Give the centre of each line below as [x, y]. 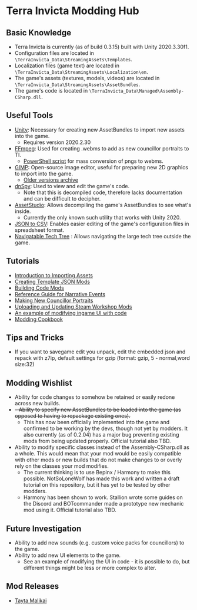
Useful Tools [30, 115]
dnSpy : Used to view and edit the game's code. [72, 186]
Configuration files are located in [54, 53]
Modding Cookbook [39, 319]
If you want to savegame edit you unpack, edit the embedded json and [100, 352]
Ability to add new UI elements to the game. [68, 555]
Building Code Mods [39, 288]
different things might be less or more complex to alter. [90, 568]
